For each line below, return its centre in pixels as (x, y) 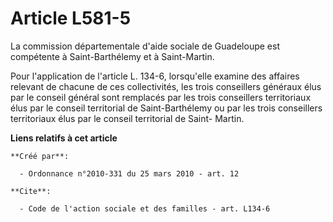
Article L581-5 (71, 18)
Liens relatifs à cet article (64, 138)
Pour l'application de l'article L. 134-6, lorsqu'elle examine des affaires (155, 76)
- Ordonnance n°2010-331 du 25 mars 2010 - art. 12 (129, 173)
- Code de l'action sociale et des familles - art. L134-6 (145, 208)
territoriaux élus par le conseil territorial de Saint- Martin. (127, 118)
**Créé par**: (40, 156)
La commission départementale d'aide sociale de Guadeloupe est (145, 46)
